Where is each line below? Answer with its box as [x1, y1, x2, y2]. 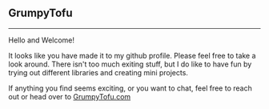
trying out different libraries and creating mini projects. [8, 67, 188, 77]
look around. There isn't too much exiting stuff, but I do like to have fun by [8, 59, 252, 69]
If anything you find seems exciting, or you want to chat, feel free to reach [8, 83, 252, 93]
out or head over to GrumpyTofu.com [8, 91, 131, 101]
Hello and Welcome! [8, 35, 74, 45]
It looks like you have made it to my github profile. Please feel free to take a [8, 50, 256, 60]
